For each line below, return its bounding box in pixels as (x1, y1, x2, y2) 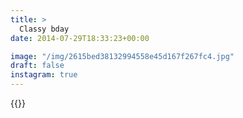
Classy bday (19, 24, 70, 34)
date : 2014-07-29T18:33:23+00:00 (10, 33, 150, 43)
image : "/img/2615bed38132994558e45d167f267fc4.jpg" (10, 51, 235, 61)
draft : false (10, 61, 65, 71)
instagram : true (10, 70, 78, 80)
